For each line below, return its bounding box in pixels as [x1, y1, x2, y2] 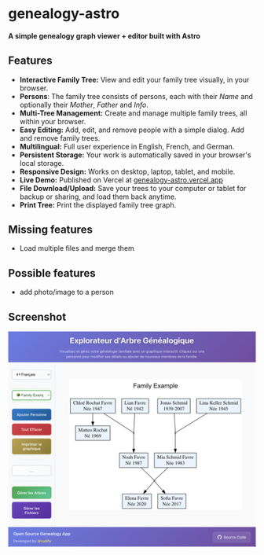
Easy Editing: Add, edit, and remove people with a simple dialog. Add [19, 125, 245, 134]
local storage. [19, 158, 64, 167]
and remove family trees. [19, 133, 101, 142]
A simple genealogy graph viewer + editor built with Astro [8, 31, 200, 40]
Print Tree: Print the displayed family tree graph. [19, 200, 177, 209]
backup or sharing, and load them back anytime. [19, 192, 177, 201]
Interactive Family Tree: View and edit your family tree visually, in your [19, 75, 250, 84]
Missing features [8, 222, 93, 236]
